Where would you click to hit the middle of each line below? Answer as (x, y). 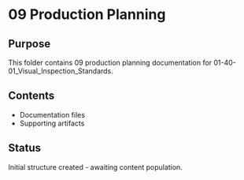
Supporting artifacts (52, 123)
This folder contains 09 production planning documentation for (110, 62)
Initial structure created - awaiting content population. (95, 167)
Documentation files (52, 114)
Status (25, 148)
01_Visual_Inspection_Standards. (61, 71)
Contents (31, 96)
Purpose (30, 44)
